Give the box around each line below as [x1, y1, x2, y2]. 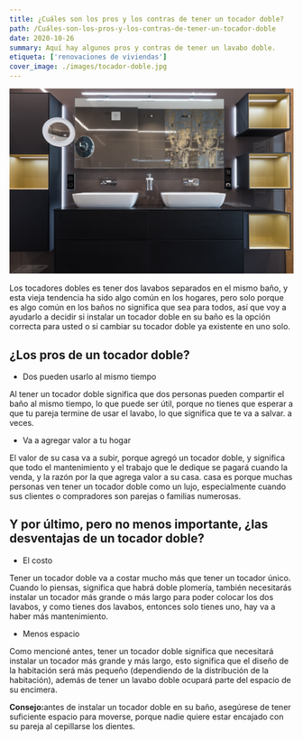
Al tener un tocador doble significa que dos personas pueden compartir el [9, 389, 285, 400]
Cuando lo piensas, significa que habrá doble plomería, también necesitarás [9, 582, 292, 593]
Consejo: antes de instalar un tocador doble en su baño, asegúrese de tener [9, 701, 291, 712]
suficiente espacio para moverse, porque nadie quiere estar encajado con [9, 711, 284, 722]
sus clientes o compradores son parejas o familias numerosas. [9, 491, 242, 502]
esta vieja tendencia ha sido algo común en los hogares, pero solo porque [9, 292, 284, 303]
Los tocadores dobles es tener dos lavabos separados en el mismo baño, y [9, 282, 289, 293]
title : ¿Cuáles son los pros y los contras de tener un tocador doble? [9, 14, 284, 23]
